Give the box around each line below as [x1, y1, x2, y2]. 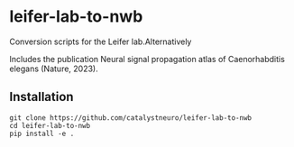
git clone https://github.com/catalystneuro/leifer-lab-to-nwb [9, 113, 253, 123]
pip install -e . [9, 129, 75, 138]
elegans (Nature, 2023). [9, 63, 99, 74]
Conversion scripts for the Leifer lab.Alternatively [9, 36, 192, 47]
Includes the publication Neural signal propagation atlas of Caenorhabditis [9, 53, 286, 64]
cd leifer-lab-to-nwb [9, 121, 91, 130]
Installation [9, 89, 74, 105]
